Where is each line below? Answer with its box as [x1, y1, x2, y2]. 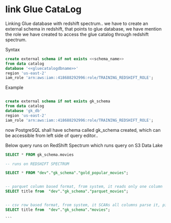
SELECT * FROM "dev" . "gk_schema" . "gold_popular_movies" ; [5, 171, 129, 176]
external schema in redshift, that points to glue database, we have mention [5, 25, 162, 32]
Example [5, 85, 24, 91]
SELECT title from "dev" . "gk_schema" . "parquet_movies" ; [5, 189, 129, 194]
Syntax [5, 46, 20, 52]
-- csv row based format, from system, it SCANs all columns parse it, [5, 203, 160, 208]
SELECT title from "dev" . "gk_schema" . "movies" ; [5, 207, 110, 212]
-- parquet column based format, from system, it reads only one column [5, 184, 163, 189]
